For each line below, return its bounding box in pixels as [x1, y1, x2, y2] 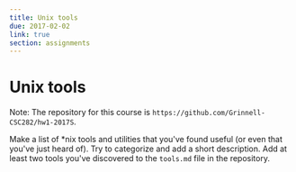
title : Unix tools [9, 13, 78, 23]
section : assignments [9, 38, 91, 48]
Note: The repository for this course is [9, 107, 151, 118]
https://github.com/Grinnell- [152, 109, 265, 118]
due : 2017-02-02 [9, 22, 70, 31]
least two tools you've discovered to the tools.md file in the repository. [9, 153, 270, 164]
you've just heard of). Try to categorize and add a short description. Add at [9, 143, 288, 154]
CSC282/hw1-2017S [9, 118, 75, 127]
